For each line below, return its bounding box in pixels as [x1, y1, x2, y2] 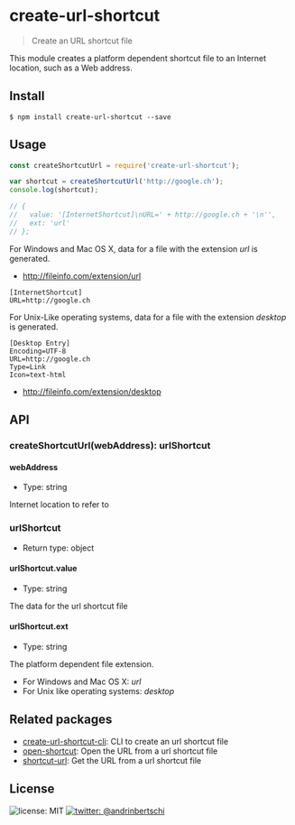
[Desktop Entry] [9, 338, 70, 348]
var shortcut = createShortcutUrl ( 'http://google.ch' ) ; [9, 177, 224, 186]
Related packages [9, 712, 113, 728]
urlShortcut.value [9, 563, 78, 574]
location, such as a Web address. [9, 62, 134, 73]
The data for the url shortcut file [9, 600, 128, 611]
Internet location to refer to [9, 499, 110, 510]
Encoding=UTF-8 [9, 347, 67, 356]
